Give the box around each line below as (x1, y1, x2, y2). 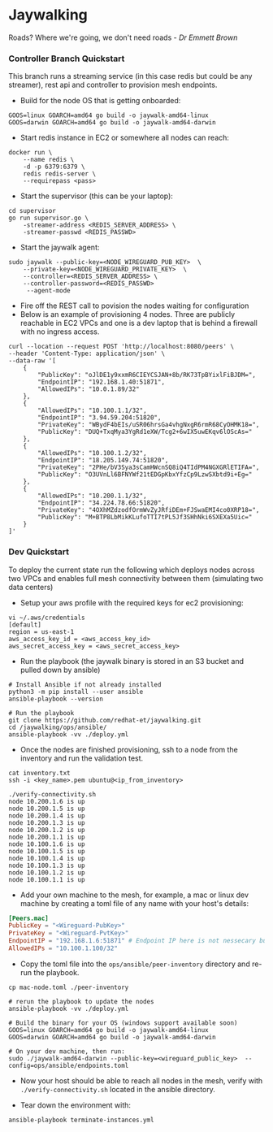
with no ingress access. (19, 327, 100, 336)
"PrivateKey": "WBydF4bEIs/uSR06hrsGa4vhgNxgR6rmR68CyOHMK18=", (37, 421, 260, 429)
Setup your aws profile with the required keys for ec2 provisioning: (19, 597, 244, 607)
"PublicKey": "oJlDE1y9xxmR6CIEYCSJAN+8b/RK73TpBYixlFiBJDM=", (37, 371, 256, 380)
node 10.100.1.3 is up (8, 861, 85, 870)
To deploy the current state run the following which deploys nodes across (8, 565, 255, 575)
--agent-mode (26, 287, 71, 295)
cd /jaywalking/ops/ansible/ (8, 723, 107, 731)
